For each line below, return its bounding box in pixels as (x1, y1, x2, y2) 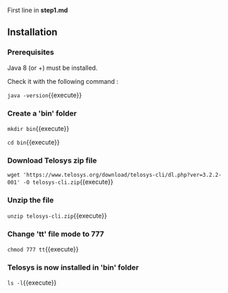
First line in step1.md (7, 6, 68, 14)
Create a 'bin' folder (7, 108, 77, 118)
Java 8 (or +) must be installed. (7, 63, 98, 72)
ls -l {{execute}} (7, 278, 57, 287)
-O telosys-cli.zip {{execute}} (23, 177, 114, 186)
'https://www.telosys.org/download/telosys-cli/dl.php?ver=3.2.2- (23, 172, 222, 179)
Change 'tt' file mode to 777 (7, 229, 104, 239)
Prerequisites (7, 47, 54, 57)
